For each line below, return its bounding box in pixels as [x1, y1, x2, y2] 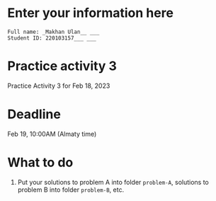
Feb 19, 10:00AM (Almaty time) [7, 130, 97, 138]
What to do [7, 154, 74, 171]
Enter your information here [7, 5, 174, 21]
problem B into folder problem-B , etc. [17, 185, 125, 194]
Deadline [7, 106, 62, 122]
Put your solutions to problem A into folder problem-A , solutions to [17, 178, 209, 186]
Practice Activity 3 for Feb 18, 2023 [7, 81, 110, 90]
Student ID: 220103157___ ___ [7, 34, 97, 42]
